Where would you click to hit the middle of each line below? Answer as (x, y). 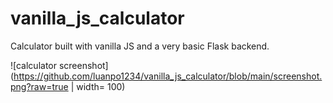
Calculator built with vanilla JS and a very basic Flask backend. (140, 46)
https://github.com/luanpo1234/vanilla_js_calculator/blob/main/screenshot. (168, 76)
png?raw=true (39, 86)
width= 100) (101, 86)
